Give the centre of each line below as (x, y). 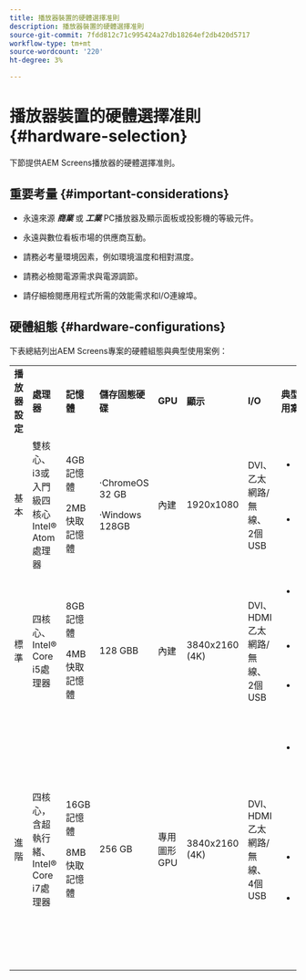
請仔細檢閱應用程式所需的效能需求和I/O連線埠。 (112, 295)
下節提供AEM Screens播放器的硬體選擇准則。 (95, 162)
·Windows (120, 515)
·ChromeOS (124, 483)
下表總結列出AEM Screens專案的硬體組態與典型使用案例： (118, 350)
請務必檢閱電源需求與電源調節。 (82, 276)
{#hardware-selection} (99, 136)
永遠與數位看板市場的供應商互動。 (87, 237)
